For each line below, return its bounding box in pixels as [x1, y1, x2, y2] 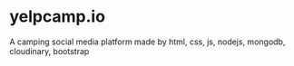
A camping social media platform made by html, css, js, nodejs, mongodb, [9, 36, 286, 47]
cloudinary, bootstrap [9, 45, 90, 56]
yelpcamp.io [9, 6, 106, 27]
